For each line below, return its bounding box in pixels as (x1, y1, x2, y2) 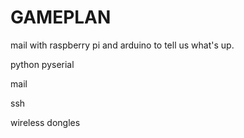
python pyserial (10, 58, 75, 70)
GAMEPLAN (10, 6, 112, 29)
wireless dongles (10, 116, 81, 128)
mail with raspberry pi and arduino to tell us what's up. (10, 39, 235, 51)
